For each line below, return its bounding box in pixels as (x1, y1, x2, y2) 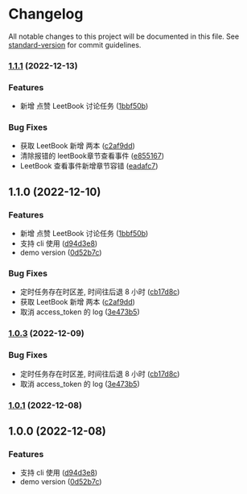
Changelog (8, 5, 84, 23)
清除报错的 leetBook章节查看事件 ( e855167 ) (19, 151, 165, 161)
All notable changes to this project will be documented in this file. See (8, 31, 240, 41)
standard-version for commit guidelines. (8, 39, 142, 49)
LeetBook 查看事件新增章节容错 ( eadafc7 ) (19, 161, 158, 171)
